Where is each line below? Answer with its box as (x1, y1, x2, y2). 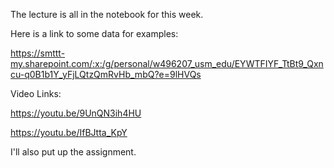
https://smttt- (10, 47, 66, 59)
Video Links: (10, 88, 62, 99)
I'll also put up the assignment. (10, 146, 137, 158)
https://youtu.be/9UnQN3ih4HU (10, 107, 142, 119)
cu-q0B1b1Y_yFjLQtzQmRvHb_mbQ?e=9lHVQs (10, 69, 202, 80)
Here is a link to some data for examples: (10, 28, 179, 39)
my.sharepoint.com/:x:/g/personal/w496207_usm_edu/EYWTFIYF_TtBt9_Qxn (10, 58, 324, 69)
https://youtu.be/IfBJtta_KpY (10, 127, 128, 138)
